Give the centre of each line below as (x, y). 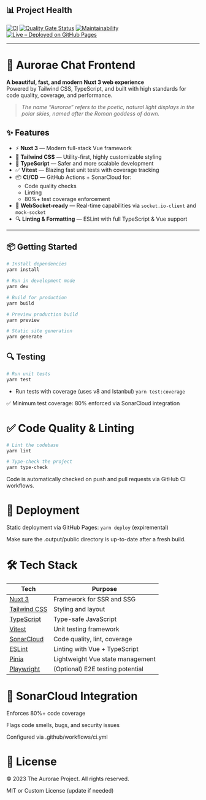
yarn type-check (27, 468)
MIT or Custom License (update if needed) (60, 790)
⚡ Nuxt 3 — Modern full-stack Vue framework (73, 148)
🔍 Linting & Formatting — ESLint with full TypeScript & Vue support (101, 219)
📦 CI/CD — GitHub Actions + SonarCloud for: (73, 177)
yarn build (20, 303)
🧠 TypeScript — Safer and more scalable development (84, 163)
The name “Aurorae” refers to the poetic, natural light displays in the (108, 107)
